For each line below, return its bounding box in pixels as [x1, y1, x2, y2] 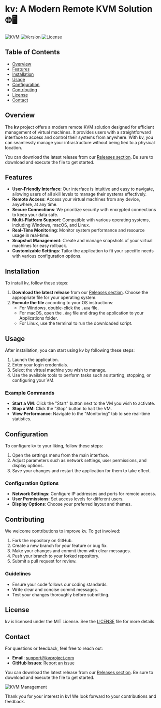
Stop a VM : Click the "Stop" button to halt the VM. [12, 406, 112, 412]
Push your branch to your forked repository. [12, 553, 100, 559]
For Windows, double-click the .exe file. [19, 305, 99, 311]
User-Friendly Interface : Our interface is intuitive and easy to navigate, [12, 186, 155, 192]
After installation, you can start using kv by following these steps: [5, 347, 135, 353]
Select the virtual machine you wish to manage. [12, 367, 107, 373]
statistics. [12, 416, 31, 422]
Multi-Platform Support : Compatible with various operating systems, [12, 217, 150, 223]
